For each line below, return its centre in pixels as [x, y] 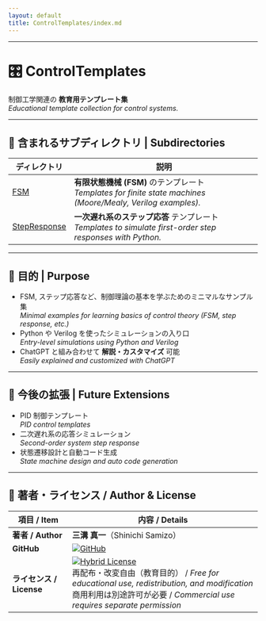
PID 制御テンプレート [54, 415]
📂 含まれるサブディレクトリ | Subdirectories [117, 142]
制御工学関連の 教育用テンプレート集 [68, 99]
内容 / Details [163, 519]
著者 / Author [37, 535]
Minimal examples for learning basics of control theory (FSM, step [128, 316]
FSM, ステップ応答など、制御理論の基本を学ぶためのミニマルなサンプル [136, 297]
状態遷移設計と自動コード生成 [68, 452]
